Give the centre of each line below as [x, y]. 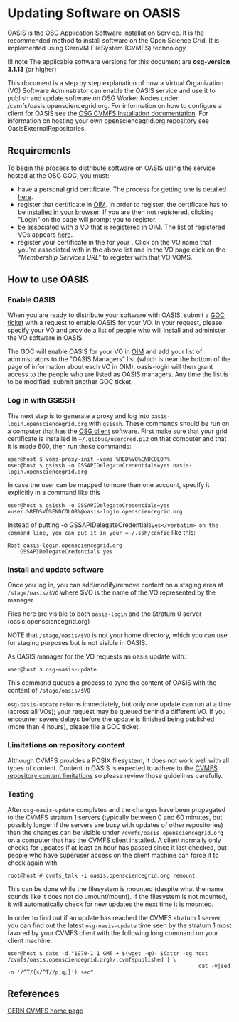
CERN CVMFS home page [46, 1011]
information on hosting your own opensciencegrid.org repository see [108, 121]
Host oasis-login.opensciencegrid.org [65, 545]
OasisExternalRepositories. [47, 128]
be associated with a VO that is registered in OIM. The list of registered [121, 227]
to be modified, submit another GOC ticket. [70, 382]
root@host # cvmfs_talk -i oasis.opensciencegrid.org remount [101, 875]
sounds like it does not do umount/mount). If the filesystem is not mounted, [117, 896]
